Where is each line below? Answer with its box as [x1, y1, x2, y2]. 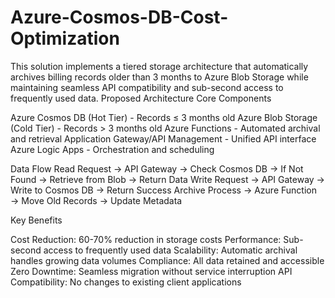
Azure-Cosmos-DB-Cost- [10, 6, 229, 29]
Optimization [10, 27, 120, 50]
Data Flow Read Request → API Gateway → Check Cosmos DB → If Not [10, 162, 304, 175]
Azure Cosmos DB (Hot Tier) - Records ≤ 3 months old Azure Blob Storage [10, 111, 318, 123]
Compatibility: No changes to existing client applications [10, 276, 242, 288]
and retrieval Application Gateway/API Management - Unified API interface [10, 132, 317, 145]
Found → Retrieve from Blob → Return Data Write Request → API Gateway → [10, 173, 325, 185]
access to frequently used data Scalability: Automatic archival [43, 244, 298, 256]
